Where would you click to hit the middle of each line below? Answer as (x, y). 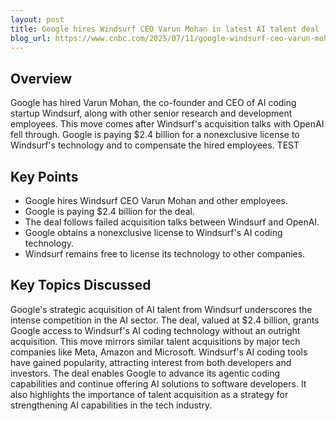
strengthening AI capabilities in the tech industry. (111, 405)
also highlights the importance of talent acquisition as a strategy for (149, 394)
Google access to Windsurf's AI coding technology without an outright (155, 330)
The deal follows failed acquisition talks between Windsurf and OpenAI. (172, 222)
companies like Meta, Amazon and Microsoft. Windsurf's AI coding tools (159, 352)
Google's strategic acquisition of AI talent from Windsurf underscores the (161, 309)
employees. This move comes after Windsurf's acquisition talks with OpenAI (167, 124)
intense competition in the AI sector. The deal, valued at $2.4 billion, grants (165, 320)
